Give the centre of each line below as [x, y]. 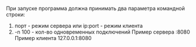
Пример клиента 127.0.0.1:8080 [53, 38]
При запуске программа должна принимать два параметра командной [96, 8]
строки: [16, 15]
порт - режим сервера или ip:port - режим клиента [79, 26]
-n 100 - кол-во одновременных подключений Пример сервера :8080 [102, 32]
